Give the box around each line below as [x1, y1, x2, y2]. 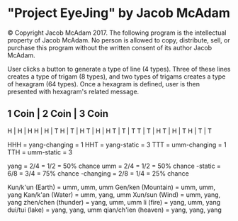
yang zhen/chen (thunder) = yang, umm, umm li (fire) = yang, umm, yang [7, 198, 221, 206]
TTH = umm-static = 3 [7, 147, 73, 157]
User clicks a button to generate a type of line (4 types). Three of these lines [7, 64, 231, 73]
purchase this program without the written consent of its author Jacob [7, 43, 212, 52]
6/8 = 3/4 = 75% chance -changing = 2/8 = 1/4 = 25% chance [7, 169, 189, 178]
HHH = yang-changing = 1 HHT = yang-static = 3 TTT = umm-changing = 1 [7, 140, 227, 149]
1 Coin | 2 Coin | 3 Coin [7, 108, 108, 120]
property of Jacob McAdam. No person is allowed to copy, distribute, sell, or [7, 35, 230, 44]
